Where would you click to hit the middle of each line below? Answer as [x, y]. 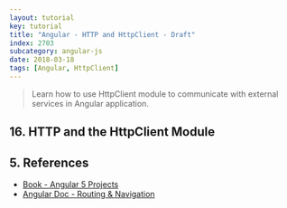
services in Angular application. [90, 103]
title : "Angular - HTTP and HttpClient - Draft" [102, 34]
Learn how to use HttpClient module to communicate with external [155, 94]
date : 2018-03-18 [42, 60]
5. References [49, 162]
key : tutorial [36, 26]
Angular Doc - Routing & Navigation [88, 194]
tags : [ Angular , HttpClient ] [64, 69]
